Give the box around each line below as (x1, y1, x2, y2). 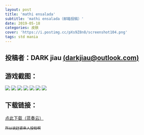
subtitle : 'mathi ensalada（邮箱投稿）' (5, 16, 84, 21)
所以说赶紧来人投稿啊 (5, 126, 41, 131)
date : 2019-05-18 (5, 21, 41, 26)
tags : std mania (5, 35, 38, 40)
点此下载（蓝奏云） (5, 115, 44, 121)
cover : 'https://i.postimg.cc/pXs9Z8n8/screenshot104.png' (5, 30, 128, 35)
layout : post (5, 7, 32, 12)
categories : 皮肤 (5, 25, 39, 30)
